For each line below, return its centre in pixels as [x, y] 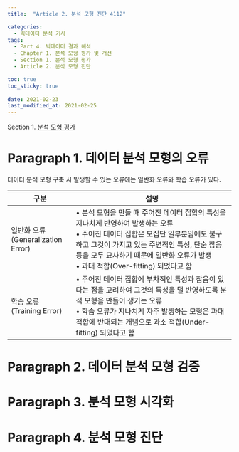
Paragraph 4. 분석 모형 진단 [85, 437]
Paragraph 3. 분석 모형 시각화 [91, 402]
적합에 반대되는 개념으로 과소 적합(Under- [143, 322]
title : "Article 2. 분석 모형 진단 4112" [67, 14]
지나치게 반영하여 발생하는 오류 [124, 224]
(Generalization [37, 240]
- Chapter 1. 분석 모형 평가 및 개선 [63, 53]
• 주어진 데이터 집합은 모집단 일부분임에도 [142, 234]
